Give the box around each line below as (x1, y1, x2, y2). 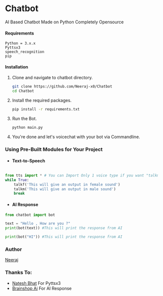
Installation (5, 64, 28, 70)
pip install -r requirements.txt (12, 107, 80, 112)
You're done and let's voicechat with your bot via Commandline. (12, 134, 140, 139)
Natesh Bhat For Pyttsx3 (12, 280, 61, 286)
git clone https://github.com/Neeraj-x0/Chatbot (12, 84, 113, 89)
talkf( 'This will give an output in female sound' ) (14, 182, 120, 187)
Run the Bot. (12, 115, 37, 122)
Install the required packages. (12, 98, 72, 104)
